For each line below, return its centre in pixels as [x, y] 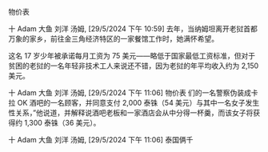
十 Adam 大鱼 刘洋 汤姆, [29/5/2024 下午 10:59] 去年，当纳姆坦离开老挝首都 [133, 29]
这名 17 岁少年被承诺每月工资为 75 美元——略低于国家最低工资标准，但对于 [132, 56]
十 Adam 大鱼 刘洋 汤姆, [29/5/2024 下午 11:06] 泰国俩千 [101, 140]
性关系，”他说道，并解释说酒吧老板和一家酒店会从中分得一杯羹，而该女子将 [131, 113]
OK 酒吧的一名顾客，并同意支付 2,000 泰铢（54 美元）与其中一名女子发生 [138, 103]
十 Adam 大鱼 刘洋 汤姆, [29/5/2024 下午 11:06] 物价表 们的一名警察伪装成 [130, 93]
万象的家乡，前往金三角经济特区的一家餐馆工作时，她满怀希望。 [113, 39]
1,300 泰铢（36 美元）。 [62, 123]
